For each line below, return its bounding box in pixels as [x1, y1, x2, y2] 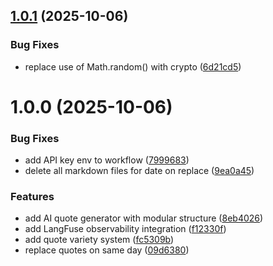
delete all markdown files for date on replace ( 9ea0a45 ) [24, 165, 255, 177]
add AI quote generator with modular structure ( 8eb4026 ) [24, 212, 264, 224]
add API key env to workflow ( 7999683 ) [24, 154, 190, 166]
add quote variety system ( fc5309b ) [24, 234, 175, 246]
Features [10, 190, 55, 204]
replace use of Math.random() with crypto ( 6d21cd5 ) [24, 60, 242, 73]
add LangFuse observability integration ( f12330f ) [24, 223, 227, 235]
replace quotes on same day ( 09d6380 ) [24, 244, 190, 256]
